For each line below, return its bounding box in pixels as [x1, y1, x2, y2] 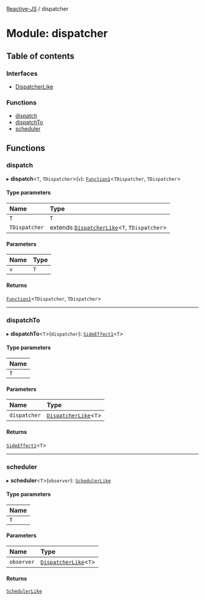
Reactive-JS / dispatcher [6, 5, 69, 12]
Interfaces [6, 69, 38, 78]
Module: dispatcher [6, 27, 108, 40]
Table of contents [6, 51, 74, 61]
